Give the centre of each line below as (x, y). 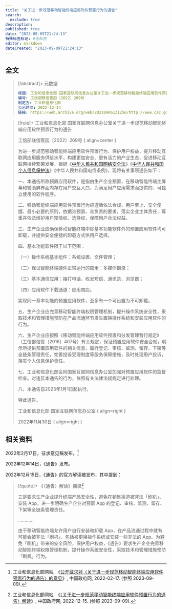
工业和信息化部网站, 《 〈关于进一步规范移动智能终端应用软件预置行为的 (87, 594)
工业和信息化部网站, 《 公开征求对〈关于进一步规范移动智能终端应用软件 (88, 572)
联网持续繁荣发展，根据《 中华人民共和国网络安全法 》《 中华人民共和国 (91, 164)
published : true (23, 29)
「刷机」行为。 (34, 556)
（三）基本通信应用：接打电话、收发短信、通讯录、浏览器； (81, 279)
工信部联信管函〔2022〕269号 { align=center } (67, 140)
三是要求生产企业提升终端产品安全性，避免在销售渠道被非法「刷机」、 (91, 497)
